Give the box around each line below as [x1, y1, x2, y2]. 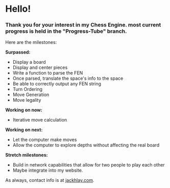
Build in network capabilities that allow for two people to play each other [12, 162, 165, 168]
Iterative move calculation [12, 117, 67, 123]
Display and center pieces [12, 64, 68, 70]
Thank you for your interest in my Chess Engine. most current [5, 21, 161, 29]
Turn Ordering [12, 86, 42, 92]
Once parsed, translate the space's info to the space [12, 75, 124, 82]
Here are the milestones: [5, 39, 57, 45]
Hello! [5, 3, 31, 15]
